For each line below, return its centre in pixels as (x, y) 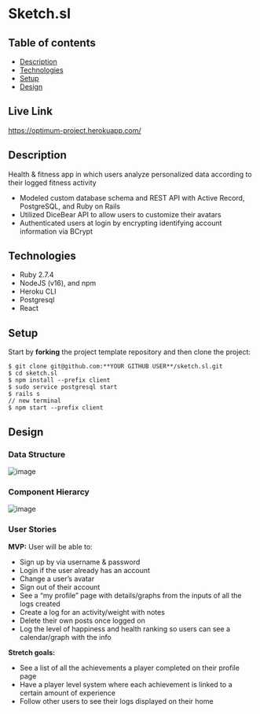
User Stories (33, 530)
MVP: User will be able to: (50, 546)
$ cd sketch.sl (33, 374)
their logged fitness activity (52, 183)
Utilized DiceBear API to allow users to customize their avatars (120, 214)
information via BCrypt (56, 231)
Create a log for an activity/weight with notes (92, 612)
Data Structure (37, 454)
